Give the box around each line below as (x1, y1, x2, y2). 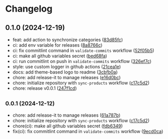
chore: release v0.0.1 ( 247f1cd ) (12, 85, 77, 91)
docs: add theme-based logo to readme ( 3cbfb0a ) (12, 69, 118, 75)
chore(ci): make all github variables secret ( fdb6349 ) (12, 123, 123, 129)
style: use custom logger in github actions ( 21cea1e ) (12, 64, 121, 69)
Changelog (5, 3, 53, 15)
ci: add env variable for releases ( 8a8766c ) (12, 42, 103, 48)
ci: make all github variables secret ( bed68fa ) (12, 53, 107, 59)
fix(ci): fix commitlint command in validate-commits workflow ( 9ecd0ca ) (12, 128, 163, 134)
